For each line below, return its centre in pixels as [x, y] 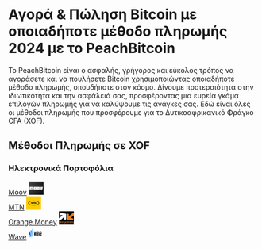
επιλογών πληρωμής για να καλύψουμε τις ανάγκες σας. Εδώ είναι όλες [130, 104]
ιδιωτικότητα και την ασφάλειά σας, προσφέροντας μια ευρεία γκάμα [124, 95]
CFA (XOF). [27, 121]
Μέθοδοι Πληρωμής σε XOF [79, 146]
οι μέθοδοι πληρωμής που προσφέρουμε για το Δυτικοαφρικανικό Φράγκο [131, 112]
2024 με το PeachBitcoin [92, 48]
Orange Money [33, 222]
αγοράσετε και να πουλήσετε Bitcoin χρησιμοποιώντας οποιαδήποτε [121, 79]
